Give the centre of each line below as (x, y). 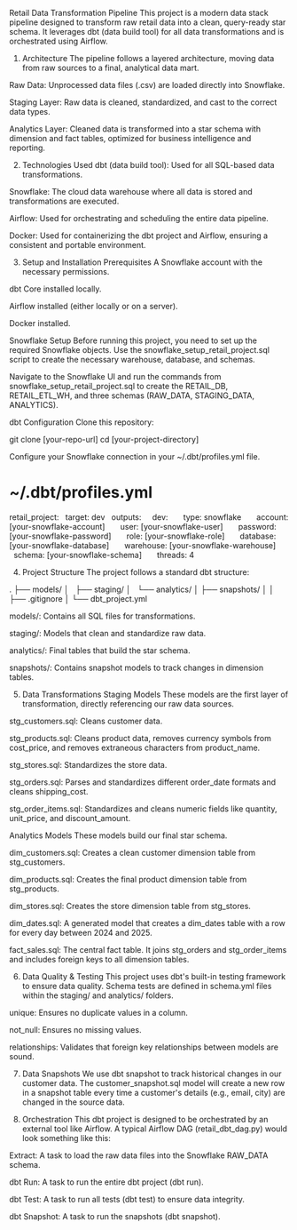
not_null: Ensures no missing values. (75, 1029)
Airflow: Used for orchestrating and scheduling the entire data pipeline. (139, 218)
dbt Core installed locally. (55, 289)
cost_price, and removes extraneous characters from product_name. (135, 747)
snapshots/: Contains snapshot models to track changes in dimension (137, 667)
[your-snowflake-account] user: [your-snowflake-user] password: (143, 526)
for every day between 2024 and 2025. (81, 932)
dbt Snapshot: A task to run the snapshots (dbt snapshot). (115, 1216)
